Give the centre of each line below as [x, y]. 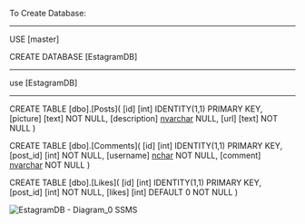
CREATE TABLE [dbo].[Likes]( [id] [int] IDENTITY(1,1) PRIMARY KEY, [135, 182]
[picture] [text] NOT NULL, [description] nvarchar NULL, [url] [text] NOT [144, 118]
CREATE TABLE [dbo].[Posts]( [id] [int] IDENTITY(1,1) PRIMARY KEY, [136, 109]
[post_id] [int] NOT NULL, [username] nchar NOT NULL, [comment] [135, 155]
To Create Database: [48, 13]
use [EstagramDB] [44, 83]
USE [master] [34, 39]
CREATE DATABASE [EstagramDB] [74, 57]
